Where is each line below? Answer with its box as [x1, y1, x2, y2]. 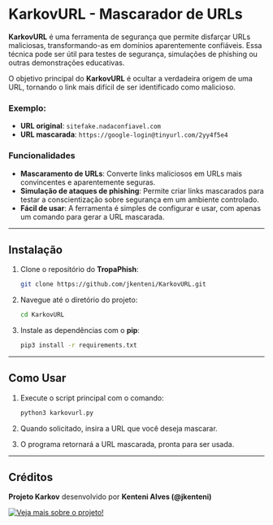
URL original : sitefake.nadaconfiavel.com [19, 121, 162, 131]
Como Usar [8, 371, 67, 385]
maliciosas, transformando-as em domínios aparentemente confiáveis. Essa [8, 40, 262, 50]
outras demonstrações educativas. [8, 58, 125, 68]
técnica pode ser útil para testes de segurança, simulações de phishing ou [8, 49, 258, 59]
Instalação [8, 243, 63, 256]
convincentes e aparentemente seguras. [19, 177, 156, 187]
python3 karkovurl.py [19, 409, 93, 417]
